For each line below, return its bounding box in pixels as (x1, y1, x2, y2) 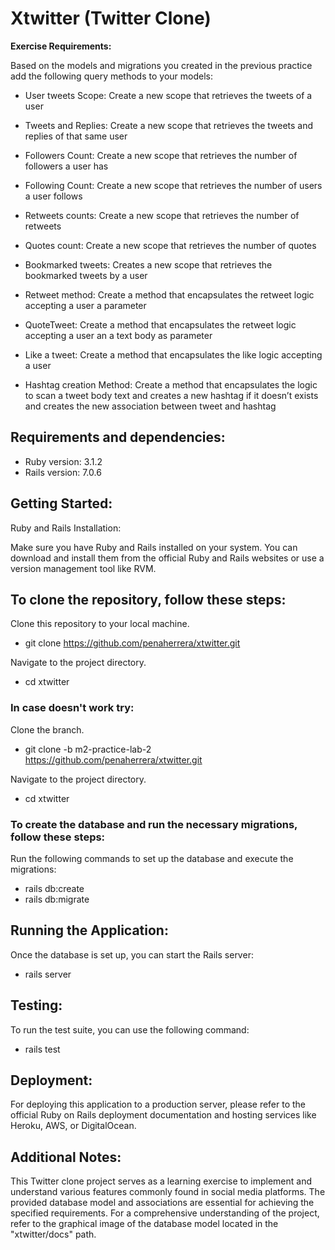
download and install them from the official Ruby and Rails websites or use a (10, 552, 325, 564)
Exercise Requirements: (10, 40, 112, 52)
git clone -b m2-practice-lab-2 (24, 743, 152, 755)
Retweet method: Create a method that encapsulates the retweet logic (24, 288, 315, 301)
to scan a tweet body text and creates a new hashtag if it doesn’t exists (24, 389, 319, 401)
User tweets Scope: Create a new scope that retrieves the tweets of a (24, 89, 313, 101)
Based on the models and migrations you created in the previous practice (10, 59, 313, 71)
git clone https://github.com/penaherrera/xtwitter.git (24, 637, 241, 649)
